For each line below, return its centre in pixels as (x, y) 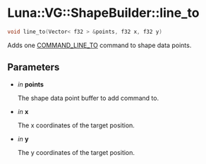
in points (31, 84)
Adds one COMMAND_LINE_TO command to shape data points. (99, 45)
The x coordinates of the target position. (76, 125)
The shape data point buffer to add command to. (88, 98)
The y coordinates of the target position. (76, 152)
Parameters (34, 67)
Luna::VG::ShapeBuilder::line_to (103, 13)
